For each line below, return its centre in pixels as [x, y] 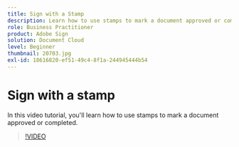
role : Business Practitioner [51, 27]
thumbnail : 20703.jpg [39, 54]
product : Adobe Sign [38, 34]
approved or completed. [43, 122]
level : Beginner [31, 47]
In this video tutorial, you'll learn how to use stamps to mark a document [113, 115]
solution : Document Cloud [46, 40]
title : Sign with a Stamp [46, 14]
